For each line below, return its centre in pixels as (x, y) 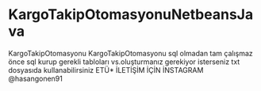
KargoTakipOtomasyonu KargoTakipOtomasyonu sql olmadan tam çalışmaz (131, 53)
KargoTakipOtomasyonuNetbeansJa (131, 15)
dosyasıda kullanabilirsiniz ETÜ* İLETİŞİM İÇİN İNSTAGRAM (106, 70)
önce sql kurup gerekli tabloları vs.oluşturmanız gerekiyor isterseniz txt (124, 62)
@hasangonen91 (36, 78)
